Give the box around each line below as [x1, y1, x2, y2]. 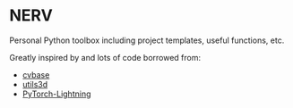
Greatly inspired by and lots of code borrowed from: [9, 52, 202, 62]
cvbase [22, 69, 50, 80]
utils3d [22, 79, 48, 89]
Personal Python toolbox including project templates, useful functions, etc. [9, 35, 285, 46]
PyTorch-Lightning [22, 88, 91, 99]
